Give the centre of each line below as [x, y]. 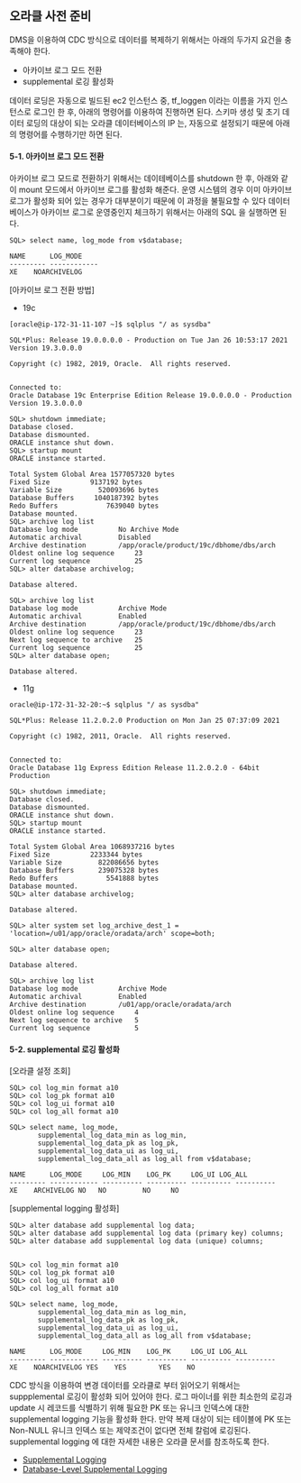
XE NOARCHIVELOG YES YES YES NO [102, 1368]
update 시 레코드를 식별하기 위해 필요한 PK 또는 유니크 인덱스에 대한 [129, 1408]
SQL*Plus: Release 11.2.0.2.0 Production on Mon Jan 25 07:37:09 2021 [145, 721]
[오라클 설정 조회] [40, 1071]
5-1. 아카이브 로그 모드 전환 [57, 157]
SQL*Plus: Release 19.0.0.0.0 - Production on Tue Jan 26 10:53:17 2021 [149, 341]
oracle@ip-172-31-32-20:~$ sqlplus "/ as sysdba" [105, 705]
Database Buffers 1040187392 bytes [84, 499]
